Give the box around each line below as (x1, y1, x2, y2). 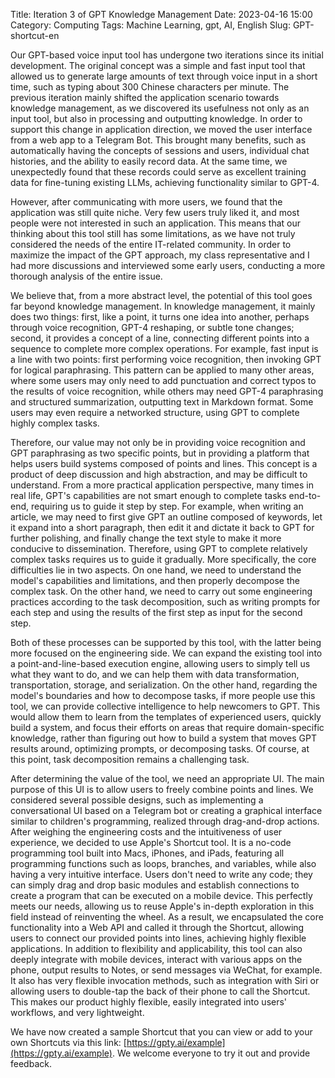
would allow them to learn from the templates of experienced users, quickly (10, 711, 322, 723)
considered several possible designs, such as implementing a (10, 794, 264, 806)
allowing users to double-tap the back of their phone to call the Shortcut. (10, 985, 311, 997)
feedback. (10, 1058, 52, 1069)
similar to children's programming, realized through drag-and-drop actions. (10, 815, 320, 827)
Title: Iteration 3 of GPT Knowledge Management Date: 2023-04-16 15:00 (10, 9, 313, 20)
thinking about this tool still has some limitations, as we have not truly (10, 228, 296, 239)
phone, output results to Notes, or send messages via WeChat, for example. (10, 964, 323, 976)
